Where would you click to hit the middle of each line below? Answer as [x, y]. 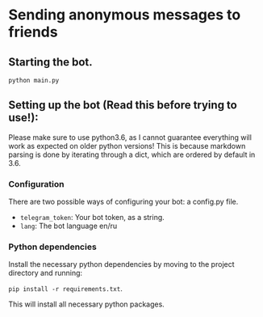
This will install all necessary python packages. [87, 304]
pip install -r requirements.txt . [65, 289]
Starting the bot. [50, 62]
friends [33, 32]
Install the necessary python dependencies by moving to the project [122, 264]
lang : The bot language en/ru [69, 226]
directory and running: [46, 273]
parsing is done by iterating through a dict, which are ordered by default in [132, 154]
